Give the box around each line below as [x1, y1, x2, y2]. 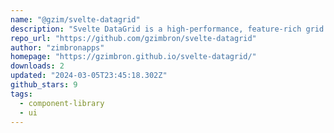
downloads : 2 [10, 61, 65, 71]
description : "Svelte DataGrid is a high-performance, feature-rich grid [10, 24, 325, 34]
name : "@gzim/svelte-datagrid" [10, 14, 141, 25]
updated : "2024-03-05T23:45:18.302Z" [10, 71, 168, 81]
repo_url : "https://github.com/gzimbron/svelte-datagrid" [10, 33, 257, 43]
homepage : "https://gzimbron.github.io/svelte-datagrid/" [10, 52, 257, 62]
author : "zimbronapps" [10, 42, 105, 53]
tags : [10, 89, 33, 99]
